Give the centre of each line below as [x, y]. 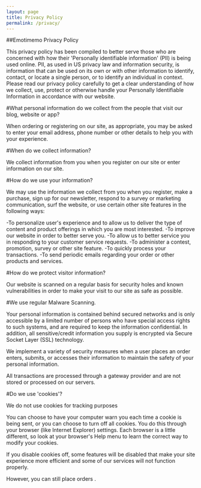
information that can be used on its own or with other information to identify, [100, 71]
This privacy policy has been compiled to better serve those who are [91, 52]
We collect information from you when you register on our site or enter [93, 162]
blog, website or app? [33, 114]
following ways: [25, 211]
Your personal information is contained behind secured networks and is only [100, 314]
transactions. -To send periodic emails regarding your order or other [91, 255]
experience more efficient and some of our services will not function [91, 461]
